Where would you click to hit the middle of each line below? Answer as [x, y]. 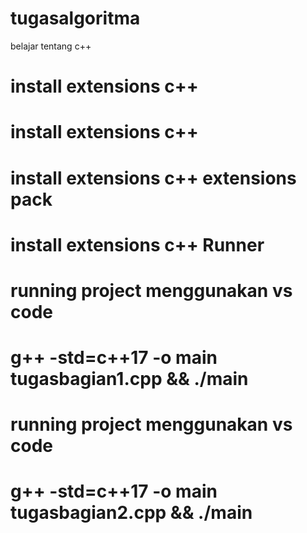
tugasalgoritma [75, 18]
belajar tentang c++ [51, 46]
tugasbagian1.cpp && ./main [129, 379]
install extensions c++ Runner [137, 244]
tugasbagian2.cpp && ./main [131, 513]
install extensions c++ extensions [153, 178]
